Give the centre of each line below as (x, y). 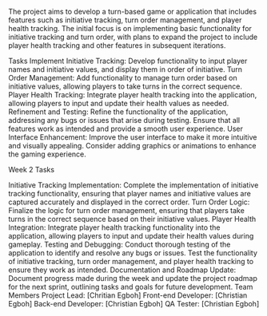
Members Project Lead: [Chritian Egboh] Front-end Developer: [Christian (128, 295)
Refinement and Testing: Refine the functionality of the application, (118, 112)
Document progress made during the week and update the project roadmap (133, 278)
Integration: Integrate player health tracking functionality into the (114, 227)
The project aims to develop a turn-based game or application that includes (133, 12)
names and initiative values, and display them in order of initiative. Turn (125, 69)
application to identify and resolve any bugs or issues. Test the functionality (133, 253)
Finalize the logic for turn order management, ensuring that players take (127, 210)
